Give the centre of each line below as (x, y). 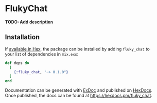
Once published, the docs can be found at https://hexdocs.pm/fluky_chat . (79, 96)
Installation (22, 37)
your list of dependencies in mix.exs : (42, 54)
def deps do (17, 63)
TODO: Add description (29, 22)
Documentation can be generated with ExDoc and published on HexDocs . (79, 90)
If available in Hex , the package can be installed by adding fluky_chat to (77, 49)
